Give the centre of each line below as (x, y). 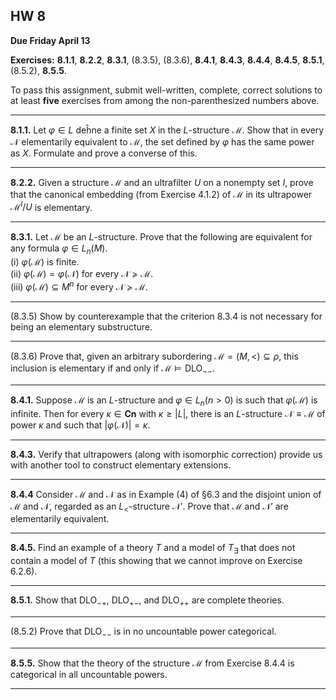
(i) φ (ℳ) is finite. (45, 262)
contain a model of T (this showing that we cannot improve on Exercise (156, 561)
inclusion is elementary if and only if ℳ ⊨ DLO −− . (112, 369)
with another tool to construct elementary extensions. (121, 465)
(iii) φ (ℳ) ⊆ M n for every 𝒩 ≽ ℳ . (79, 286)
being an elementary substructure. (81, 326)
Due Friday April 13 (50, 40)
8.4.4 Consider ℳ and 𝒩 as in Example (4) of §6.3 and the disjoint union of (166, 494)
